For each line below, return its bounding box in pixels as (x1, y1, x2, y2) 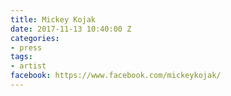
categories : (10, 33, 60, 43)
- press (10, 42, 43, 53)
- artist (10, 61, 47, 71)
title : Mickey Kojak (10, 14, 97, 25)
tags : (10, 52, 33, 62)
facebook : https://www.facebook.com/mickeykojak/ (10, 71, 222, 81)
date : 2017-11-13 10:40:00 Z (10, 24, 132, 34)
